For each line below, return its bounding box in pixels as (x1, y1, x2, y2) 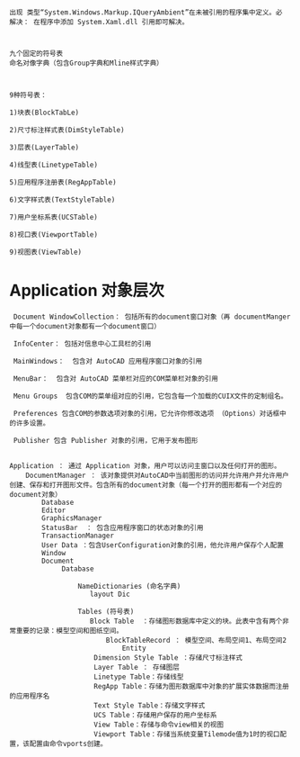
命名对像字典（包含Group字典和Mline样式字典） (9, 59, 163, 68)
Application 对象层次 (9, 280, 164, 301)
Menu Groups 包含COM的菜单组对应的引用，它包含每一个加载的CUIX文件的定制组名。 (13, 392, 288, 401)
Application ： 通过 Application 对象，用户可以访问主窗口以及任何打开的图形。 (9, 461, 281, 470)
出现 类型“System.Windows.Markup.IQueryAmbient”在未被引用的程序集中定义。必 (9, 8, 283, 17)
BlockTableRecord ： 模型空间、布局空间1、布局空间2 (105, 635, 287, 644)
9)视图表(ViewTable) (9, 248, 83, 257)
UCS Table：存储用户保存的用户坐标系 (93, 710, 217, 719)
